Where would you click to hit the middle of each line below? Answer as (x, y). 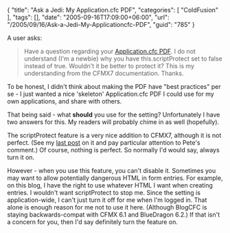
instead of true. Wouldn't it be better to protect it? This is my (109, 66)
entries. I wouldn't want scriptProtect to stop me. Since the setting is (104, 193)
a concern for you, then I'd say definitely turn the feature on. (93, 222)
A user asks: (25, 38)
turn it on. (21, 157)
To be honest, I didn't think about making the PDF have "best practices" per (114, 87)
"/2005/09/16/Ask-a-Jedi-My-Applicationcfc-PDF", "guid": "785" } (101, 24)
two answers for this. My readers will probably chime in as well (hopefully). (113, 122)
